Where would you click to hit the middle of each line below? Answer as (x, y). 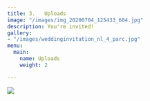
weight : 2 (34, 65)
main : (21, 53)
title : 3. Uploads (37, 13)
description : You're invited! (51, 26)
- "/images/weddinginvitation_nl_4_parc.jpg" (74, 39)
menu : (15, 46)
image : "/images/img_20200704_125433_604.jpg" (75, 20)
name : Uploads (40, 59)
